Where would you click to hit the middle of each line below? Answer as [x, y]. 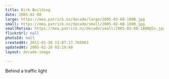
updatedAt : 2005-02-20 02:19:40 [39, 47]
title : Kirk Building [28, 10]
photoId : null [20, 38]
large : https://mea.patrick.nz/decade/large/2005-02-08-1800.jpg [75, 19]
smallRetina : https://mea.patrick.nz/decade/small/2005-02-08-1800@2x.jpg [85, 29]
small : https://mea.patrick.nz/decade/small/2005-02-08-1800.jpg [75, 24]
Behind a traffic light [26, 70]
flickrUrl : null [22, 33]
